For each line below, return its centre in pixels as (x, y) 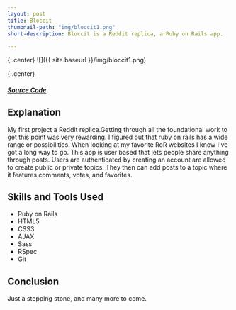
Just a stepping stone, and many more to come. (77, 299)
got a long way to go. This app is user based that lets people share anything (118, 152)
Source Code (27, 90)
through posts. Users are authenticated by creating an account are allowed (117, 160)
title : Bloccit (30, 21)
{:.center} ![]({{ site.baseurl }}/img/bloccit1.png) (77, 60)
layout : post (27, 14)
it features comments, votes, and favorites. (70, 175)
